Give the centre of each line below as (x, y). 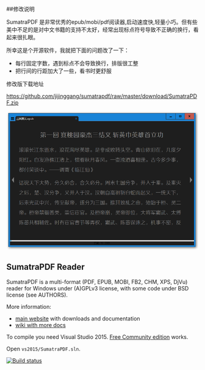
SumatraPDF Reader (46, 267)
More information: (29, 306)
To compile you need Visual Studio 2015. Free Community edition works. (97, 337)
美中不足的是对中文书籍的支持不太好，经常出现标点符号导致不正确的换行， (100, 30)
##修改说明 (20, 9)
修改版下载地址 (25, 84)
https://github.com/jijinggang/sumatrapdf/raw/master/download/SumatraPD (102, 96)
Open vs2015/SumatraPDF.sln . (44, 349)
